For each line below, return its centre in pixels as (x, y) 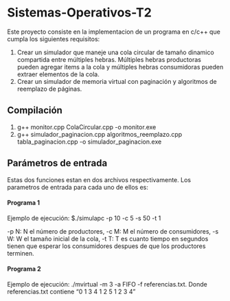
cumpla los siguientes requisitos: (54, 38)
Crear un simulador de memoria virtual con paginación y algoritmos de (117, 81)
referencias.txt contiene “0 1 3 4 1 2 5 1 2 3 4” (71, 291)
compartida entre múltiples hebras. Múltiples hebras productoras (109, 59)
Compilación (35, 110)
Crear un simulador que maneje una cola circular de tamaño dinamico (115, 52)
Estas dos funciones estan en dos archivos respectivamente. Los (99, 179)
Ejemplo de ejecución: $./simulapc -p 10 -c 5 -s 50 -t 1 (84, 218)
